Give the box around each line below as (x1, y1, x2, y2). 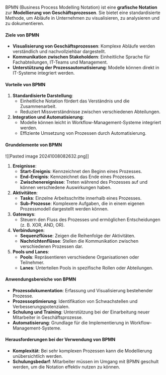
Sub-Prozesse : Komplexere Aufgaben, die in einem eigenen (20, 200, 145, 206)
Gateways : (12, 211, 36, 217)
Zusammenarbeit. (20, 103, 57, 110)
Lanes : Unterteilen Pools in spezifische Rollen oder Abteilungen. (20, 264, 153, 271)
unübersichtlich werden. (12, 353, 63, 359)
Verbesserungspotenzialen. (12, 303, 70, 309)
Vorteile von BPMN (5, 81, 46, 87)
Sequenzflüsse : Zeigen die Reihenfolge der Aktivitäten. (20, 232, 136, 239)
